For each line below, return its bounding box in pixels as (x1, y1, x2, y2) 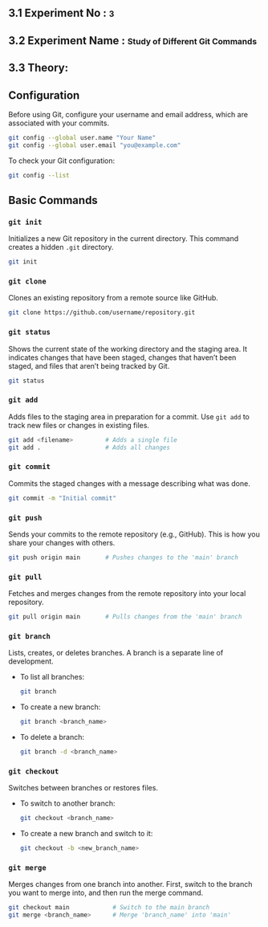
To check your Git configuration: (8, 156, 116, 165)
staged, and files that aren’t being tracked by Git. (8, 361, 170, 370)
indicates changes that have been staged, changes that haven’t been (8, 353, 237, 362)
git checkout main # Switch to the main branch (8, 904, 210, 912)
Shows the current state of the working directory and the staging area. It (8, 344, 247, 353)
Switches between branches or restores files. (8, 783, 159, 793)
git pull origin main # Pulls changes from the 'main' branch (8, 613, 242, 621)
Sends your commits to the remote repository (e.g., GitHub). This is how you (8, 529, 261, 539)
